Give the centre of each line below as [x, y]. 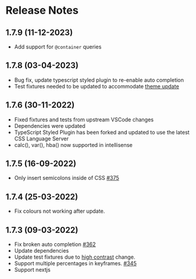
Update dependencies [41, 251]
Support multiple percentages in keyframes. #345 [75, 263]
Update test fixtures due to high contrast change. [74, 257]
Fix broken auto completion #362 [55, 244]
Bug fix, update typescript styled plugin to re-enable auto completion [99, 80]
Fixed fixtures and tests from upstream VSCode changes [84, 119]
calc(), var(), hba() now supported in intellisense [73, 145]
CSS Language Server [41, 139]
